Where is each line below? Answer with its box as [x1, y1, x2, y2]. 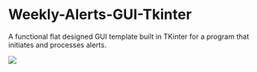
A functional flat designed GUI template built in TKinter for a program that [8, 32, 250, 41]
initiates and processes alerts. [8, 40, 107, 49]
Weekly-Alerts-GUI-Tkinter [8, 6, 192, 24]
